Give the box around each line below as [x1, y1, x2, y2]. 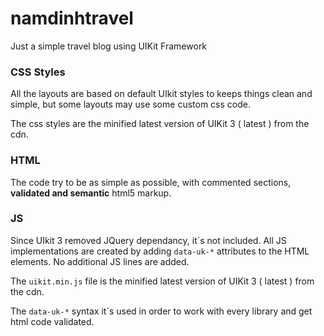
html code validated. [10, 315, 95, 327]
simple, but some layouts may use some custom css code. [10, 98, 251, 111]
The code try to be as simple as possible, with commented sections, [10, 176, 292, 188]
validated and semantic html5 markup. [10, 187, 172, 199]
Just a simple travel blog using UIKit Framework [10, 40, 208, 52]
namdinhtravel [10, 7, 134, 30]
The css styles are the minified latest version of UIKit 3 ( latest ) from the [10, 118, 310, 130]
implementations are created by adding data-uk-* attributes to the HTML [10, 245, 310, 257]
